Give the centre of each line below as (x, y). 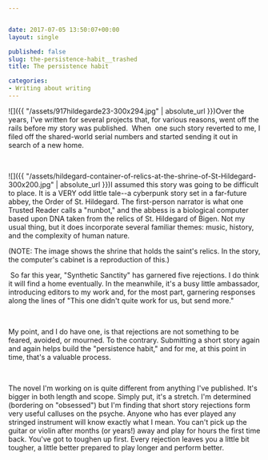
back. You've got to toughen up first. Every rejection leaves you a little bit (129, 439)
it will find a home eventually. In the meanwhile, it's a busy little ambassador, (134, 283)
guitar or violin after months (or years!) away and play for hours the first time (134, 430)
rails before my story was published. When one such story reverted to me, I (134, 128)
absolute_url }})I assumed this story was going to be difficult (159, 184)
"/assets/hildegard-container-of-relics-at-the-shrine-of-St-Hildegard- (141, 176)
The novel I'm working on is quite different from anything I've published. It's (133, 388)
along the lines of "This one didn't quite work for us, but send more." (121, 300)
